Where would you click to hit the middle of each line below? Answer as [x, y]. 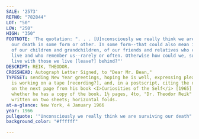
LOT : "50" [18, 22]
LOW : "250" [20, 28]
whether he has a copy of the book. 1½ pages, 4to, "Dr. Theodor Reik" [102, 94]
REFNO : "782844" [26, 17]
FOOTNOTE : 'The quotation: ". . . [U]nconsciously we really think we [95, 39]
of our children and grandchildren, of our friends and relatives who [100, 50]
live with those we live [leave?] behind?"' [67, 61]
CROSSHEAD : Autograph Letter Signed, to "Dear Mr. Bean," [79, 72]
